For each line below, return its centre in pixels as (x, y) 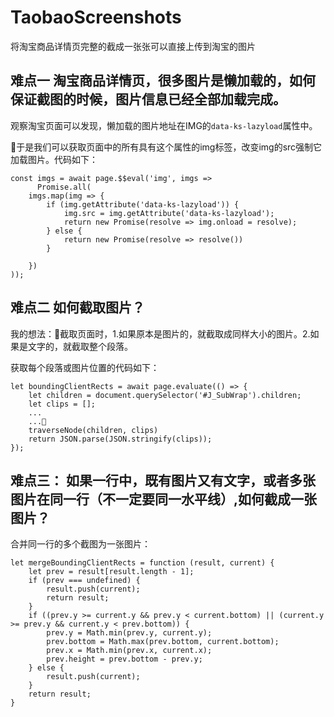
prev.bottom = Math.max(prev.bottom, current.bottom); (163, 642)
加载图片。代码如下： (54, 159)
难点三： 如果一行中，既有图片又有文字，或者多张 (163, 480)
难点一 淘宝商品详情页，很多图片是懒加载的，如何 (163, 81)
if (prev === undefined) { (84, 581)
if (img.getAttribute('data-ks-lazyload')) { (143, 204)
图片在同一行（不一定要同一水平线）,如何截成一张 (164, 499)
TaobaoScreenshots (96, 17)
